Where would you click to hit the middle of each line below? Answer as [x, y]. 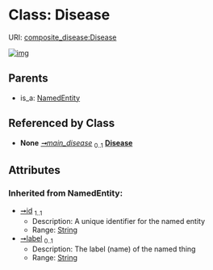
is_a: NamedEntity [50, 98]
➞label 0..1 [37, 239]
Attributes [34, 170]
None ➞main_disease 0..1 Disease [76, 143]
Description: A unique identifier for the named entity [119, 221]
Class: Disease [59, 15]
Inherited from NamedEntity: [66, 193]
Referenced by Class [62, 123]
